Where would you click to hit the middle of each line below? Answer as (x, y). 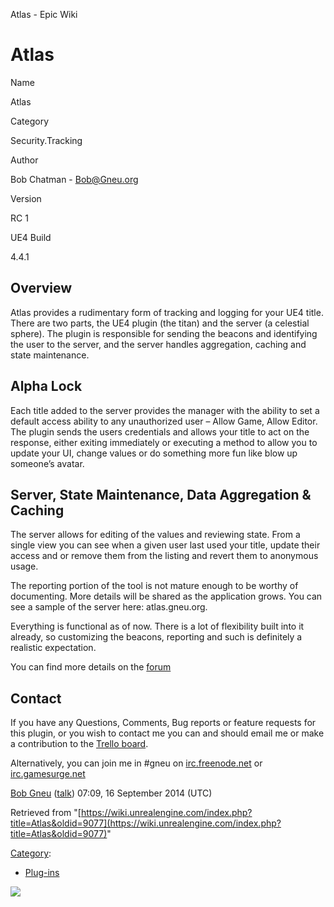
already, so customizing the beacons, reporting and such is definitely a (156, 637)
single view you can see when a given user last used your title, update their (165, 545)
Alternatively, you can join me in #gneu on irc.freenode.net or (136, 763)
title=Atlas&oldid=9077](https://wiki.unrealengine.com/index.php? (146, 823)
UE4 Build (31, 237)
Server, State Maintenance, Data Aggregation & (161, 494)
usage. (24, 566)
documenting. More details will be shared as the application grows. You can (166, 596)
